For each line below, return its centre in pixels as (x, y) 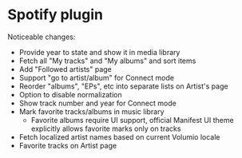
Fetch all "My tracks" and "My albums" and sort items (107, 61)
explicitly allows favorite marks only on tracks (106, 128)
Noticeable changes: (42, 37)
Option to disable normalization (70, 94)
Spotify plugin (56, 15)
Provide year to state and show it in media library (99, 52)
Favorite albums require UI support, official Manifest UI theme (132, 120)
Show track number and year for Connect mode (97, 103)
